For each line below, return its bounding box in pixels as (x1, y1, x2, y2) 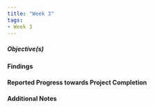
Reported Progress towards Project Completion (7, 78, 148, 86)
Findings (7, 62, 33, 70)
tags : (7, 17, 23, 24)
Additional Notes (7, 94, 57, 102)
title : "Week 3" (7, 10, 54, 17)
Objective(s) (7, 45, 44, 53)
